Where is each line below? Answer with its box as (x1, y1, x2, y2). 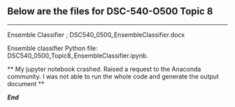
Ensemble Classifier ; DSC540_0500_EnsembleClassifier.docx (7, 31, 185, 39)
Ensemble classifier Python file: (7, 44, 98, 52)
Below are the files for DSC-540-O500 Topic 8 (7, 6, 213, 17)
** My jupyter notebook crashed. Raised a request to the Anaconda (7, 65, 201, 73)
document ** (7, 79, 45, 88)
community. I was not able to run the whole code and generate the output (7, 72, 219, 81)
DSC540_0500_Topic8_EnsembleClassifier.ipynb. (7, 51, 149, 60)
